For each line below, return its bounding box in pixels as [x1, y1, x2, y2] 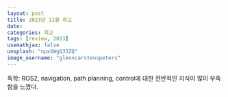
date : [7, 23, 23, 29]
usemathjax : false [7, 42, 60, 48]
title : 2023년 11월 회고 [7, 16, 73, 23]
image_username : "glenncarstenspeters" [7, 55, 121, 61]
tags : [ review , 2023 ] [7, 36, 69, 42]
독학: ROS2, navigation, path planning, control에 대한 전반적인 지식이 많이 [7, 74, 209, 82]
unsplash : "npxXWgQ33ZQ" [7, 48, 78, 55]
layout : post [7, 10, 45, 17]
